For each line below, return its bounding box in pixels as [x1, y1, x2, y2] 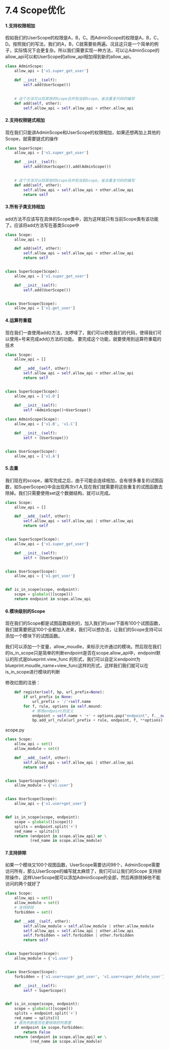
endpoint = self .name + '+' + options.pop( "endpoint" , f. [32, 713, 156, 718]
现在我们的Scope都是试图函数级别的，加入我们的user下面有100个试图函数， [5, 620, 163, 627]
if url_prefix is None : [23, 694, 73, 700]
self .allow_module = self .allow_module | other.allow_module [23, 923, 154, 929]
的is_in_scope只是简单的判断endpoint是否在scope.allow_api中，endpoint [5, 650, 156, 656]
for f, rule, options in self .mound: [23, 703, 102, 709]
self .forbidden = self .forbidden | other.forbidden [23, 933, 134, 938]
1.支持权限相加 [5, 22, 35, 28]
